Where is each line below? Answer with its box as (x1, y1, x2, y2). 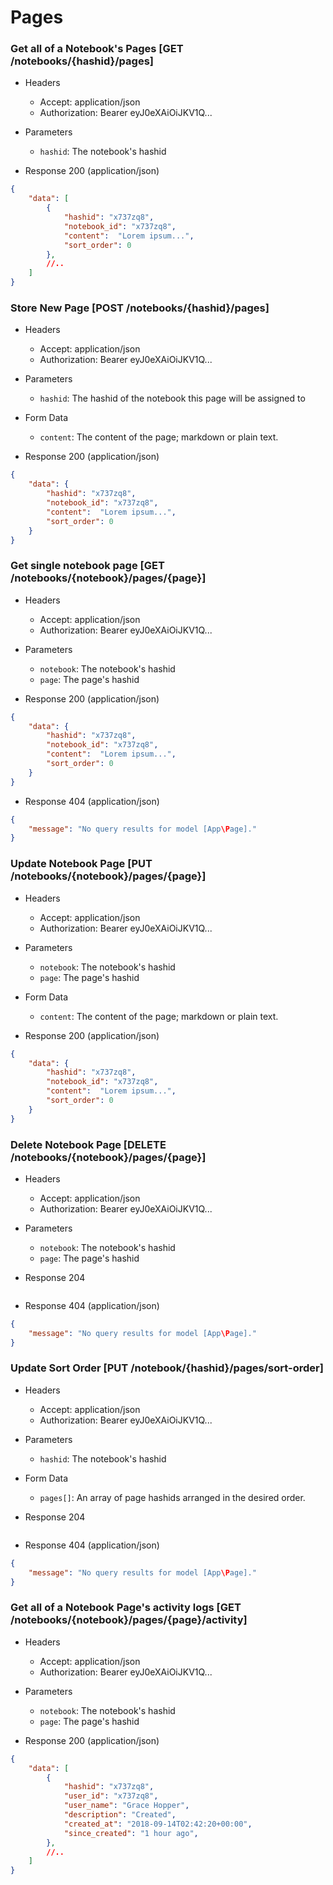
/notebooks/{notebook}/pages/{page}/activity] (10, 1613, 248, 1627)
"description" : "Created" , (63, 1810, 177, 1820)
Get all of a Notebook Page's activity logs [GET (10, 1601, 242, 1615)
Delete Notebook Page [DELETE (10, 1137, 167, 1151)
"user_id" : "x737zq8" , (63, 1791, 159, 1801)
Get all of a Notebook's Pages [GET (10, 42, 184, 56)
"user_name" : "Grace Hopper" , (63, 1801, 190, 1811)
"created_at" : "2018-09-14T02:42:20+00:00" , (63, 1819, 253, 1829)
